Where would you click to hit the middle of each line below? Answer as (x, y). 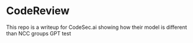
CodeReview (38, 11)
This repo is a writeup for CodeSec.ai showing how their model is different (97, 27)
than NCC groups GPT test (38, 33)
